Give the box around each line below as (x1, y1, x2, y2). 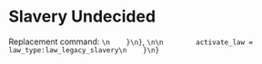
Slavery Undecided (8, 6, 156, 27)
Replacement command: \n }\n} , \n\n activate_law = (8, 36, 254, 47)
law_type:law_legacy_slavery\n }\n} (8, 45, 160, 55)
